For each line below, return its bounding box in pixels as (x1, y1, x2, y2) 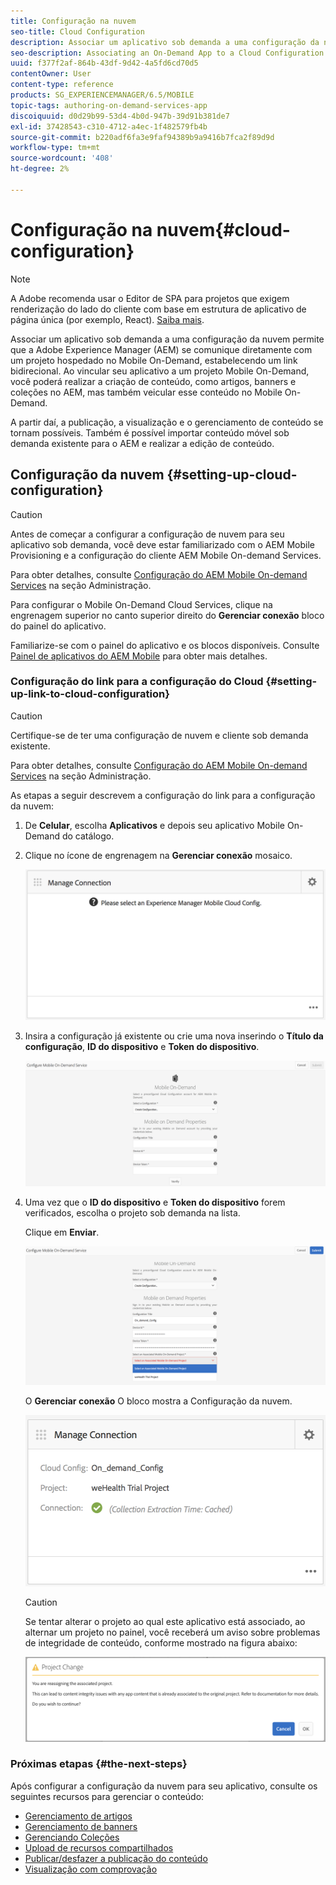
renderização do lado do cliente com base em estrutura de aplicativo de (10, 303, 307, 315)
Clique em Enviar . (24, 1226, 100, 1239)
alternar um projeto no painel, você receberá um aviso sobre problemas (24, 1626, 321, 1638)
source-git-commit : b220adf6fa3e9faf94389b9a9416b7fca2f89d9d (10, 132, 275, 142)
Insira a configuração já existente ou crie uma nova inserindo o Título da (24, 1030, 324, 1042)
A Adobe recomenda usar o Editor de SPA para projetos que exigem (10, 292, 290, 304)
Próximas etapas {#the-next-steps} (10, 1757, 188, 1771)
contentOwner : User (10, 69, 92, 79)
